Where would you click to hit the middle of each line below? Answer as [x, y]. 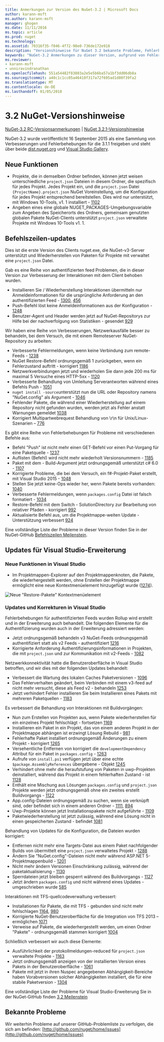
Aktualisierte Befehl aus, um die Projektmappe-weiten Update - [76, 515]
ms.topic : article [24, 32]
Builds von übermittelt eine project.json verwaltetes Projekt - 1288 [80, 850]
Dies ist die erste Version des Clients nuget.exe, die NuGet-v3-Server [75, 250]
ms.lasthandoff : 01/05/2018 [34, 91]
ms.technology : [20, 42]
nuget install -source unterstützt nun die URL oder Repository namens [84, 392]
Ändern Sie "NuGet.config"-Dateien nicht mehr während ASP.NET [78, 856]
